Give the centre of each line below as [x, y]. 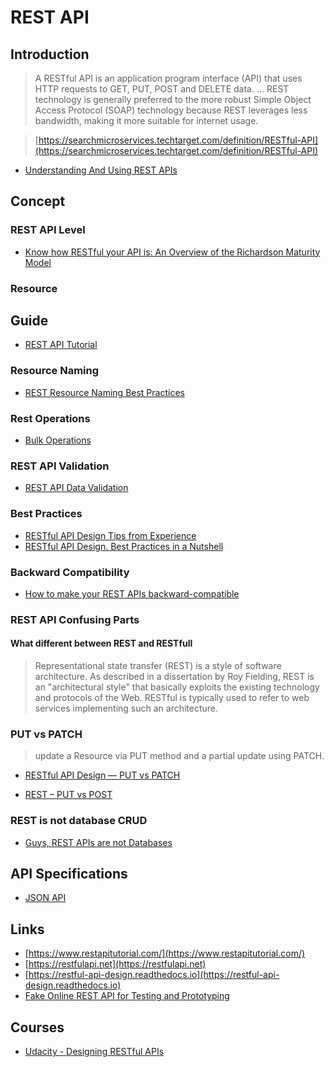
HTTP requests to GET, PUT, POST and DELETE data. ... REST [162, 89]
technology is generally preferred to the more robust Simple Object [173, 99]
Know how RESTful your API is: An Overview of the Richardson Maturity [172, 252]
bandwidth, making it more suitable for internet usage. [146, 120]
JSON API [45, 898]
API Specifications [69, 874]
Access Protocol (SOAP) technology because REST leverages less [171, 110]
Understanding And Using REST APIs [101, 170]
